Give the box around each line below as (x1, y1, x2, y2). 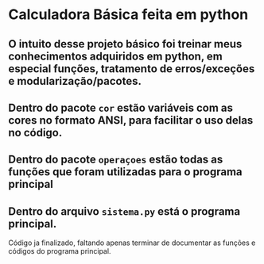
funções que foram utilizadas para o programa (8, 165, 243, 179)
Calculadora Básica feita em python (8, 6, 249, 24)
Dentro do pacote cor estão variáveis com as (8, 101, 233, 114)
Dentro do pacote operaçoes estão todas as (8, 153, 223, 166)
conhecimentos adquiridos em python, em (8, 49, 223, 63)
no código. (8, 125, 63, 140)
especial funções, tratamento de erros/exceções (8, 62, 255, 75)
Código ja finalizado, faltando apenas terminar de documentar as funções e (8, 238, 256, 247)
